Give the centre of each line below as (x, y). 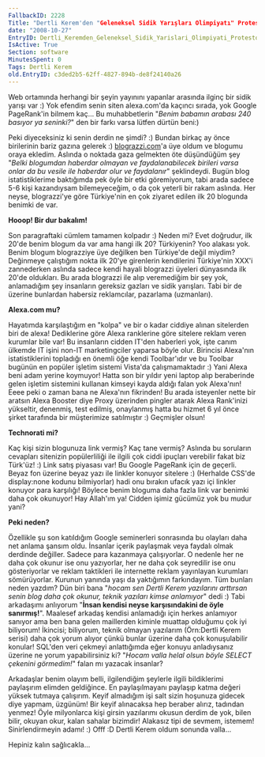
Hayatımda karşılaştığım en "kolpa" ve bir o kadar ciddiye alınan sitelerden (129, 324)
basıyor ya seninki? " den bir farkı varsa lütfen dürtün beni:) (104, 122)
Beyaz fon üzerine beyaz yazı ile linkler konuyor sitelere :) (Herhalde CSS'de (132, 473)
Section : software (38, 52)
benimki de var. (33, 204)
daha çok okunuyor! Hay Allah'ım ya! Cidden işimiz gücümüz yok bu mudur (130, 498)
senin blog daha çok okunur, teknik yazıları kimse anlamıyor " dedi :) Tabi (127, 596)
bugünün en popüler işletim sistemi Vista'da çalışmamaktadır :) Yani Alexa (128, 367)
